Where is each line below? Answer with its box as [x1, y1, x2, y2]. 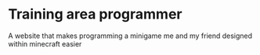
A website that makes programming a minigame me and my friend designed [8, 31, 253, 40]
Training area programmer [8, 5, 182, 23]
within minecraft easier [8, 39, 82, 48]
